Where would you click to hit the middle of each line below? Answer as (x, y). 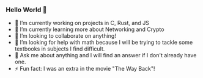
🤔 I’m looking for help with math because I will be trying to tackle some (104, 43)
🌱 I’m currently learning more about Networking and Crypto (89, 29)
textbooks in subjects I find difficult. (60, 49)
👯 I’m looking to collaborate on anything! (65, 36)
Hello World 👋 (26, 10)
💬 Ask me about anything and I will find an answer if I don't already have (105, 55)
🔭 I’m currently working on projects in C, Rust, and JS (82, 23)
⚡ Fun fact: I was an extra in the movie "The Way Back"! (85, 69)
